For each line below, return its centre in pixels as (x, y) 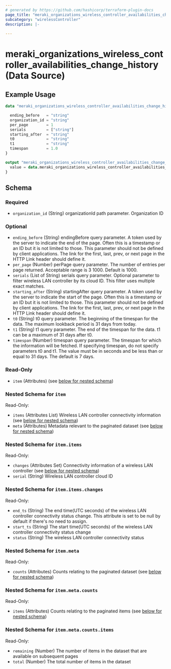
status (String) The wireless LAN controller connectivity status (78, 537)
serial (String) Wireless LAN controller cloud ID (63, 476)
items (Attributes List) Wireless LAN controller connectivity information (87, 415)
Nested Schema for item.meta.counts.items (60, 630)
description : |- (22, 24)
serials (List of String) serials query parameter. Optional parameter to (86, 275)
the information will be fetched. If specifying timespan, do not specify (85, 346)
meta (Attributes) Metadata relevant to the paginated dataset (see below (88, 426)
